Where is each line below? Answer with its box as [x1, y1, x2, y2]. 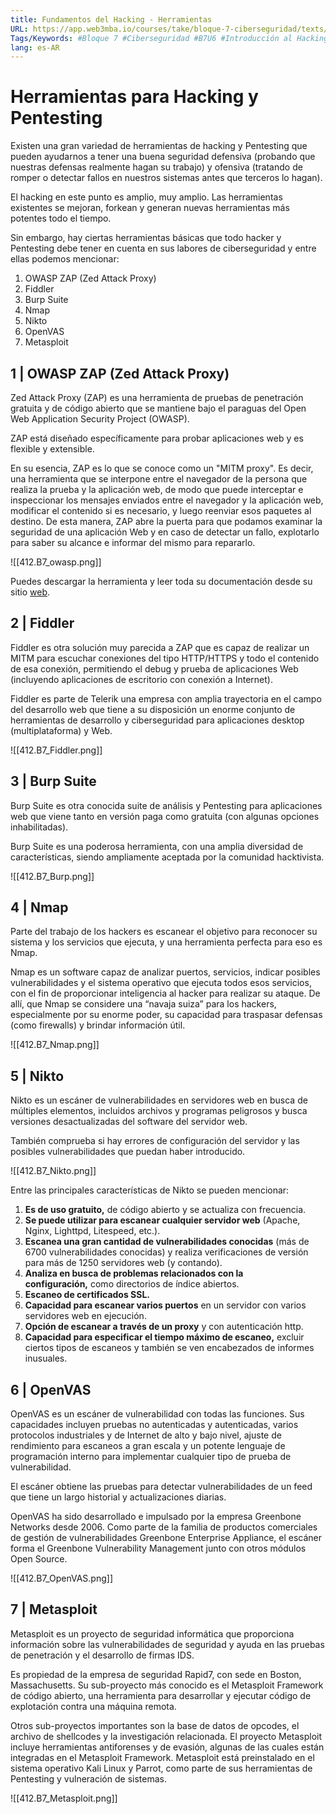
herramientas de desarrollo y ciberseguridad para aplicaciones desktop [10, 714, 305, 726]
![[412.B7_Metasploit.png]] [10, 1792, 118, 1804]
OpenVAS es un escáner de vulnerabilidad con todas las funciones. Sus [10, 1408, 305, 1420]
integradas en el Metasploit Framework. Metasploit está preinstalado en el [10, 1751, 315, 1763]
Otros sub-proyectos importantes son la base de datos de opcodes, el [10, 1719, 300, 1731]
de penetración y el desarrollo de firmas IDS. [10, 1649, 195, 1661]
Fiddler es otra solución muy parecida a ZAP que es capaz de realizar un [10, 641, 310, 653]
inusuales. [24, 1352, 68, 1365]
